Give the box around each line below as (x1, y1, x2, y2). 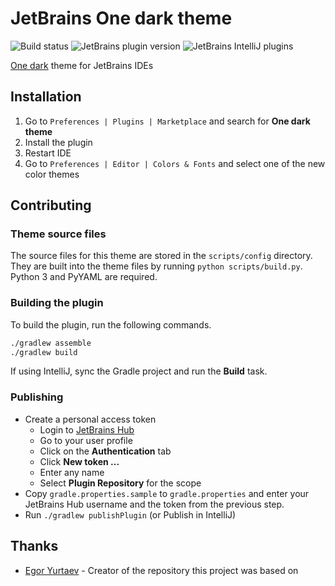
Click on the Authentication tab (39, 445, 172, 457)
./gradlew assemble (10, 338, 92, 348)
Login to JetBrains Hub (39, 423, 135, 436)
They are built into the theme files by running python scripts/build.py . (10, 260, 303, 272)
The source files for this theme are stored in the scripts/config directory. (10, 250, 313, 262)
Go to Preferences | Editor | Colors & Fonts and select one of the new (24, 157, 326, 169)
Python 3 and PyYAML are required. (10, 271, 158, 283)
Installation (10, 88, 82, 106)
